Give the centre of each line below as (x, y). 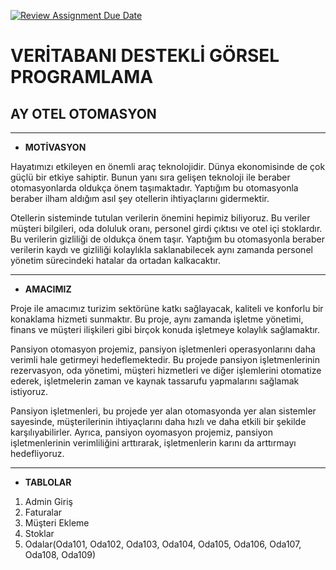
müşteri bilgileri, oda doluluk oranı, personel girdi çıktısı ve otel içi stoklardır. (166, 228)
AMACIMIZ (48, 289)
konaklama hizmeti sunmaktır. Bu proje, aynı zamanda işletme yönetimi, (157, 319)
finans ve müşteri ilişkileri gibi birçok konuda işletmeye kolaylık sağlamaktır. (165, 329)
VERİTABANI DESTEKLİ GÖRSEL (145, 56)
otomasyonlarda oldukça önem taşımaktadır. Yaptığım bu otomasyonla (154, 188)
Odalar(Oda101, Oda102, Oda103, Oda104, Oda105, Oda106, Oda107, (163, 544)
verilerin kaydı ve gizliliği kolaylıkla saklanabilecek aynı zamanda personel (161, 249)
